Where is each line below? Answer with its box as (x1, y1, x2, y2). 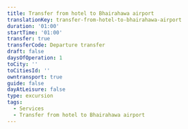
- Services (13, 105, 44, 112)
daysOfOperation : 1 (7, 55, 63, 61)
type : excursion (7, 93, 53, 100)
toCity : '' (7, 61, 38, 68)
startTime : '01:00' (7, 29, 63, 36)
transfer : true (7, 35, 51, 42)
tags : (7, 99, 23, 106)
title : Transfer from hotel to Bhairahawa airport (7, 10, 155, 17)
